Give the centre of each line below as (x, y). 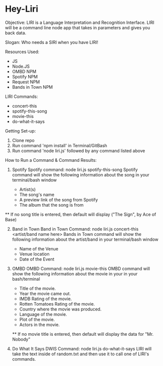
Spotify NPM (25, 77)
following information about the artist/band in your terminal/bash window (85, 239)
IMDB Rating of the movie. (45, 299)
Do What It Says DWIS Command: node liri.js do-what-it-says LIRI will (82, 348)
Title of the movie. (37, 288)
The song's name (37, 194)
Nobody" (21, 339)
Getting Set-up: (20, 131)
